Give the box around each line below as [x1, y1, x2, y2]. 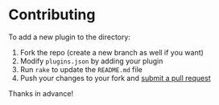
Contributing [8, 6, 96, 24]
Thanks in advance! [8, 88, 74, 98]
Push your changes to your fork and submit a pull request [19, 73, 211, 83]
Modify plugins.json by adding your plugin [19, 56, 163, 66]
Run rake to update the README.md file [19, 64, 143, 74]
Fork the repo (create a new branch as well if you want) [19, 47, 204, 57]
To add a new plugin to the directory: [8, 32, 131, 42]
